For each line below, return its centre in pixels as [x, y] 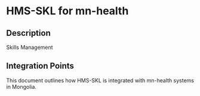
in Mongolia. [21, 86]
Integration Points [40, 66]
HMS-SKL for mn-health [67, 11]
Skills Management [30, 47]
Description [28, 33]
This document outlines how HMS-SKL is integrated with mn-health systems [100, 80]
